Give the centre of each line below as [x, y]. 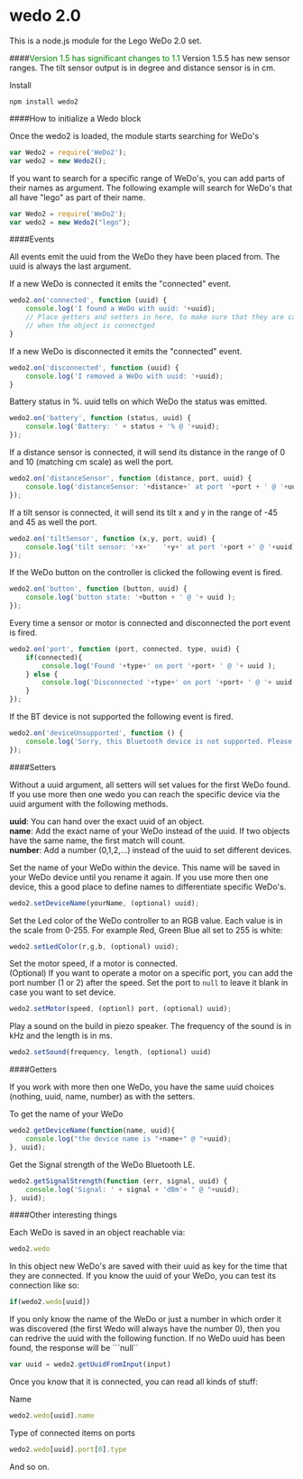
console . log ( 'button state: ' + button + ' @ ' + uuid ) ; [131, 597]
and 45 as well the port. [53, 522]
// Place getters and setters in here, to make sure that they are [155, 317]
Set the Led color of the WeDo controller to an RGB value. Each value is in [146, 920]
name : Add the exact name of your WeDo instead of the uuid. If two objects [150, 831]
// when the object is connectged [90, 326]
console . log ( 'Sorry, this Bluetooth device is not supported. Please [159, 741]
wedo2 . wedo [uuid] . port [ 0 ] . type [68, 1449]
